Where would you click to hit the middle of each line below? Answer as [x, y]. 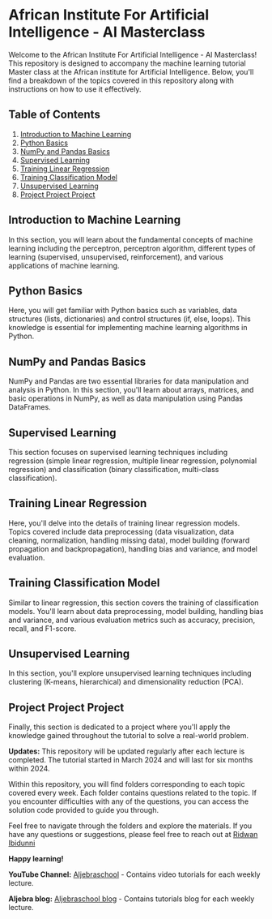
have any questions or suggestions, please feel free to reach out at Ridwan [133, 835]
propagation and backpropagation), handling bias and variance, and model [133, 548]
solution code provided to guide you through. [84, 810]
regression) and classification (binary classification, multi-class [114, 469]
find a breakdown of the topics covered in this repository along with [121, 80]
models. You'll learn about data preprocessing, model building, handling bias [136, 611]
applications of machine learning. [64, 265]
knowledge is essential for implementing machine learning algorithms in [128, 328]
